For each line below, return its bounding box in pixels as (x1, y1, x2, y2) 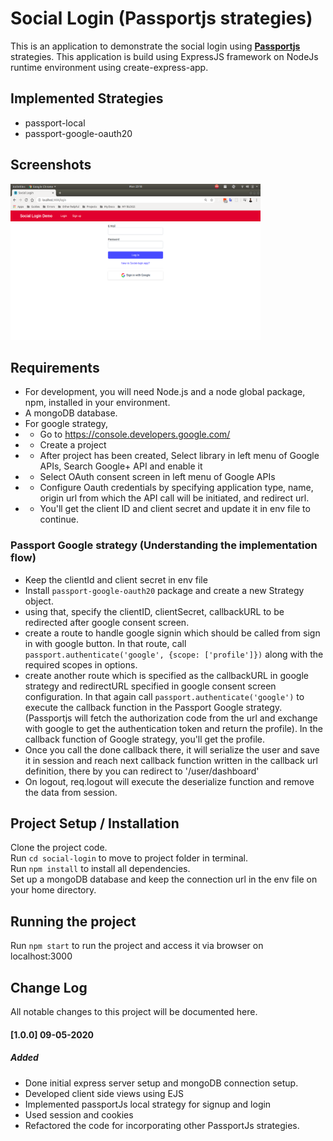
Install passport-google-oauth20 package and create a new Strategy (24, 584, 305, 596)
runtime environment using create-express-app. (10, 61, 209, 73)
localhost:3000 (10, 950, 73, 962)
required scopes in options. (24, 658, 138, 671)
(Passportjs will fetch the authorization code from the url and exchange (24, 712, 318, 724)
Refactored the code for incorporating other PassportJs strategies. (24, 1119, 300, 1131)
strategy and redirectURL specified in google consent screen (24, 680, 277, 692)
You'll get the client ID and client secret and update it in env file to (39, 503, 311, 515)
